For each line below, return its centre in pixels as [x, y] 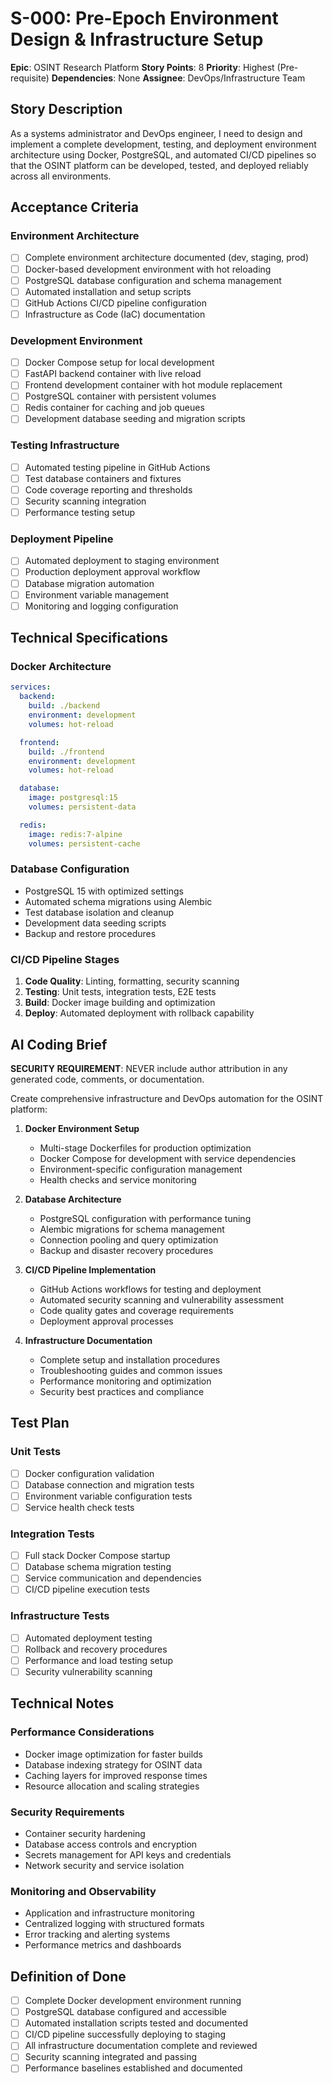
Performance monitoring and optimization [125, 1381]
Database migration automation [89, 583]
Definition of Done [68, 1976]
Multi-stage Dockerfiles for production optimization [145, 1148]
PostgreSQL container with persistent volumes [120, 396]
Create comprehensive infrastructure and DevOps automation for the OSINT [167, 1098]
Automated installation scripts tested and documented [136, 2023]
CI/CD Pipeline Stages [65, 959]
